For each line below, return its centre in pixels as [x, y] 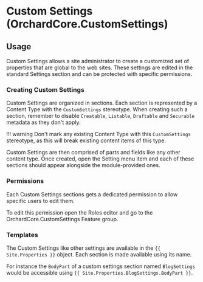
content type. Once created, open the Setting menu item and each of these [100, 159]
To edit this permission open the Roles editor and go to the [80, 212]
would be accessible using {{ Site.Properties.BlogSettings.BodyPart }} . [100, 272]
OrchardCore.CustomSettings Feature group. [62, 219]
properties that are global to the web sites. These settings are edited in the [100, 67]
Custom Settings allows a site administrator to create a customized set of [98, 61]
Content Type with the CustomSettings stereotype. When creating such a [97, 109]
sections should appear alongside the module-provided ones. [84, 165]
